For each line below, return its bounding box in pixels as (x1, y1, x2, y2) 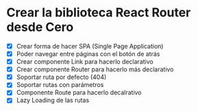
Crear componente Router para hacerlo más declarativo (16, 65, 174, 73)
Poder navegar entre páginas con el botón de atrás (16, 50, 160, 58)
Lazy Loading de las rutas (16, 96, 90, 104)
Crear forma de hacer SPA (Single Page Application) (16, 42, 164, 50)
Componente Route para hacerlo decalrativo (16, 88, 142, 97)
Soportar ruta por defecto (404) (16, 73, 107, 82)
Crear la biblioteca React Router (6, 5, 191, 21)
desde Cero (6, 19, 74, 35)
